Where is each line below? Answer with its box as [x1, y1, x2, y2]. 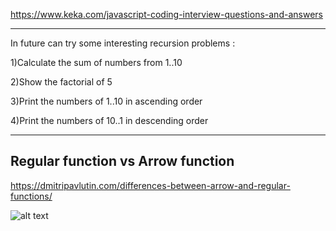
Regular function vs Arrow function [10, 153, 235, 170]
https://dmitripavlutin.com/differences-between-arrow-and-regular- [10, 179, 291, 191]
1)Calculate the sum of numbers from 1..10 [10, 57, 183, 68]
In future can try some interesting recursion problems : [10, 37, 236, 49]
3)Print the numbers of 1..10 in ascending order [10, 95, 203, 107]
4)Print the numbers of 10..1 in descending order [10, 115, 209, 126]
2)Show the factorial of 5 [10, 76, 113, 88]
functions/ [10, 190, 53, 202]
